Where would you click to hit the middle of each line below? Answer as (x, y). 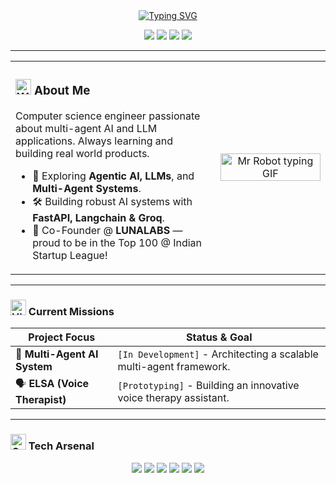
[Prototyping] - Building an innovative (208, 385)
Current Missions (71, 311)
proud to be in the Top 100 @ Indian (117, 242)
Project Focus (62, 337)
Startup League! (70, 255)
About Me (62, 91)
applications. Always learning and (94, 141)
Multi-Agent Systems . (87, 188)
